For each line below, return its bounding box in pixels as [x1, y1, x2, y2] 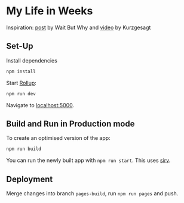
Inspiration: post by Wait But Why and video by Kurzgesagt [6, 24, 151, 31]
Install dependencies [6, 57, 58, 64]
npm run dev [6, 90, 36, 96]
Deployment [6, 174, 53, 184]
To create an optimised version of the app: [6, 135, 111, 142]
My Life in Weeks [6, 4, 93, 18]
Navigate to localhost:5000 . [6, 101, 75, 108]
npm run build [6, 146, 42, 152]
